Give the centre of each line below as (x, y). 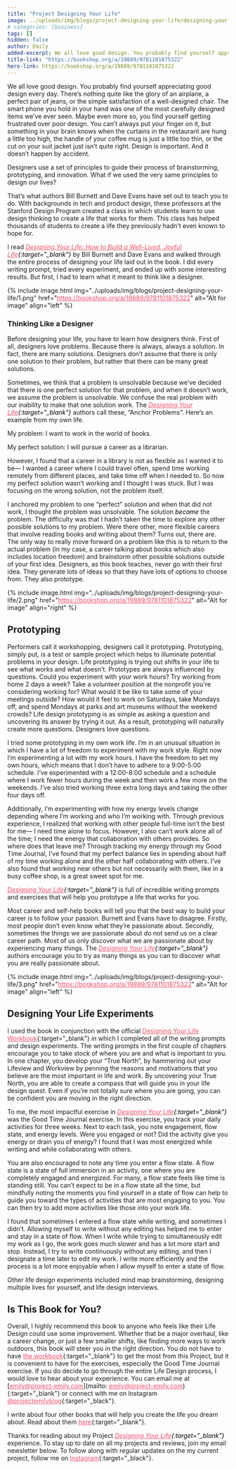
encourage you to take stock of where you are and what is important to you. (117, 1053)
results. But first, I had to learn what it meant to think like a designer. (106, 277)
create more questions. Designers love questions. (79, 729)
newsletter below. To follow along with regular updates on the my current (113, 1451)
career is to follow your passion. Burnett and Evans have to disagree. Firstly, (117, 918)
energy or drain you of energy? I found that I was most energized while (110, 1142)
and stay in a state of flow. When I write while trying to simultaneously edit (115, 1236)
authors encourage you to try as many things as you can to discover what (114, 955)
